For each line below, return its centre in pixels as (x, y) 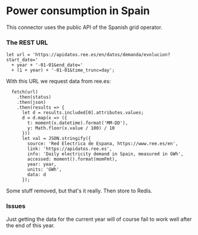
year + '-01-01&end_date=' (50, 65)
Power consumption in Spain (78, 11)
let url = (18, 55)
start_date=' (22, 60)
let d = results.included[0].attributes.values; (83, 113)
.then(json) (31, 102)
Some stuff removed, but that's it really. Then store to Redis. (79, 191)
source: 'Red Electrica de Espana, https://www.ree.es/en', (103, 144)
